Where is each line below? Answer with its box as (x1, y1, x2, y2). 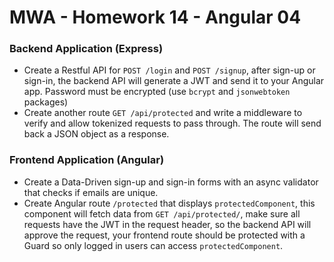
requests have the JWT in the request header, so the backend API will (23, 218, 312, 230)
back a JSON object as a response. (23, 128, 170, 140)
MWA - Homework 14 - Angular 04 (9, 6, 302, 29)
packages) (23, 96, 69, 108)
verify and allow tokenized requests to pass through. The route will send (23, 117, 322, 130)
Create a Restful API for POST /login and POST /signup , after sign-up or (23, 64, 316, 76)
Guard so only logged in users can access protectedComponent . (23, 239, 284, 251)
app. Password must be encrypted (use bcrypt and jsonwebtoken (23, 86, 291, 98)
